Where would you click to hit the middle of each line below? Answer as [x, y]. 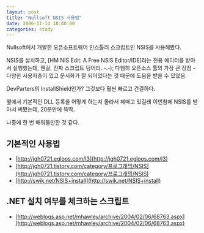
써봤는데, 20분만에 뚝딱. [46, 109]
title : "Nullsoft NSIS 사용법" [44, 18]
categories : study [30, 29]
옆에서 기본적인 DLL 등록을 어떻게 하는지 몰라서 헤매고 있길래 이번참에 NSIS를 [99, 102]
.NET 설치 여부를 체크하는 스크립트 [68, 201]
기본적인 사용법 [33, 144]
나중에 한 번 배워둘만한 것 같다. [43, 123]
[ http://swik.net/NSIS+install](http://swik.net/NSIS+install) [88, 181]
